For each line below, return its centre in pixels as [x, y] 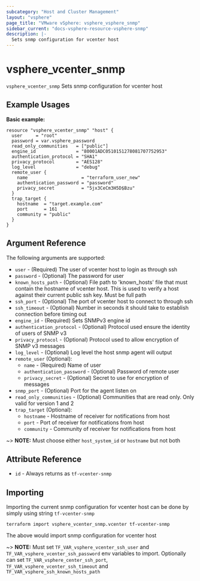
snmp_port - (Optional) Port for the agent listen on [75, 390]
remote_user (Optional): [43, 358]
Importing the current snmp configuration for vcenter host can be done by [98, 507]
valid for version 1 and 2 [44, 403]
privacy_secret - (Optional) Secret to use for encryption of [96, 378]
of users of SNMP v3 [41, 333]
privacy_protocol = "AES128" [57, 162]
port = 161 [37, 209]
